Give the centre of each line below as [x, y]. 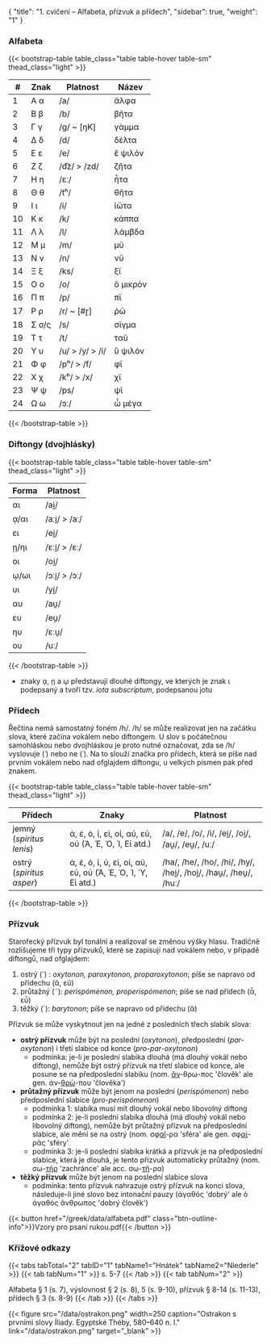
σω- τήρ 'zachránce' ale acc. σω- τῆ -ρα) [98, 1169]
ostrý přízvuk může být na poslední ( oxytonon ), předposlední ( [125, 1040]
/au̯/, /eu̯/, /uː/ [189, 844]
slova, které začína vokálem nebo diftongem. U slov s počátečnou [118, 736]
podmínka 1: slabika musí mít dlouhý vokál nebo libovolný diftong [140, 1108]
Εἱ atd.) [83, 882]
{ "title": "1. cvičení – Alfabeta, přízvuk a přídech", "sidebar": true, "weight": [133, 12]
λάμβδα [129, 232]
